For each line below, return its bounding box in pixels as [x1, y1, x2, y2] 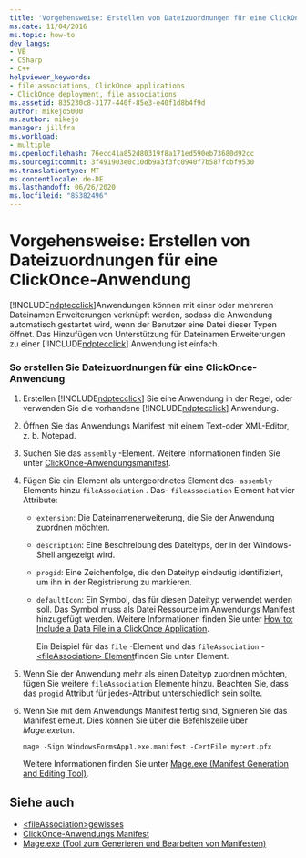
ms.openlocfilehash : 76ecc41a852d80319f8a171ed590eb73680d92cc [9, 149, 255, 158]
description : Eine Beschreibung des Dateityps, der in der [36, 540, 251, 551]
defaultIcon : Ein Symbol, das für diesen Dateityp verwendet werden [36, 594, 293, 605]
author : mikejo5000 [9, 107, 84, 116]
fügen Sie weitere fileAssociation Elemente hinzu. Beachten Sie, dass [22, 678, 289, 689]
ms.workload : [9, 132, 59, 141]
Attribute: [22, 494, 58, 506]
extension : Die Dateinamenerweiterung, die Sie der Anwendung [36, 512, 275, 523]
